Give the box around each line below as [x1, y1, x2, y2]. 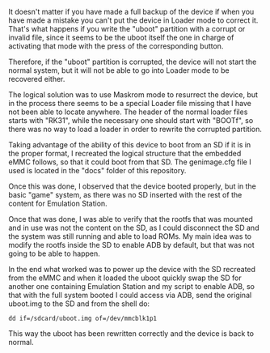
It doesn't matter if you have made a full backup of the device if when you [8, 7, 255, 16]
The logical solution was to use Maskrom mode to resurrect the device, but [8, 90, 259, 100]
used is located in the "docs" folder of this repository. [8, 166, 187, 175]
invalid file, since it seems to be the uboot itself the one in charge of [8, 32, 234, 42]
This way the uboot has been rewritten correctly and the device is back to [8, 329, 255, 338]
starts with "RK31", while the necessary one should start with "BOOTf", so [8, 116, 254, 125]
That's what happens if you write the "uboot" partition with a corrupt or [8, 24, 246, 33]
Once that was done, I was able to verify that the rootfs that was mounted [8, 215, 253, 223]
